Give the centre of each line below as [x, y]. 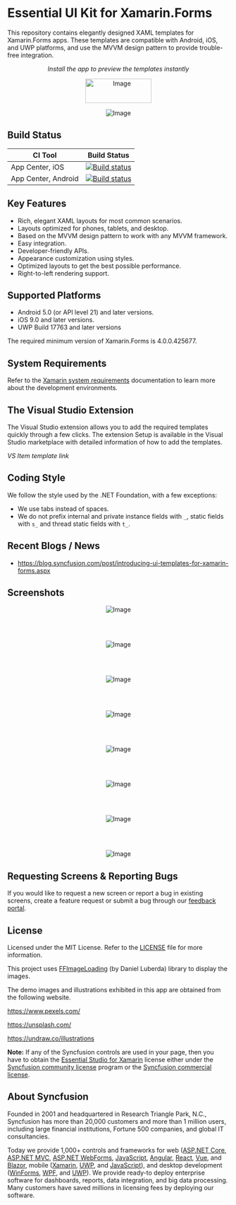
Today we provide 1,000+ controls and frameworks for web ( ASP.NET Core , [117, 1150]
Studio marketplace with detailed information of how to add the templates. [115, 442]
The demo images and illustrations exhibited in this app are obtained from [114, 990]
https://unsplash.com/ [39, 1025]
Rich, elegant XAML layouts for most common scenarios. [100, 221]
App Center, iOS [38, 167]
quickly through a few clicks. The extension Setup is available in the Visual [115, 435]
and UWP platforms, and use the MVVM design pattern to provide [103, 47]
